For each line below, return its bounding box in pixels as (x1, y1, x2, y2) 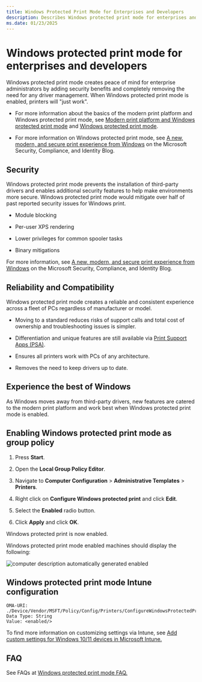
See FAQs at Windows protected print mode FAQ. (6, 669, 128, 677)
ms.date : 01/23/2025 (6, 20, 58, 26)
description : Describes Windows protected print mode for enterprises (6, 14, 187, 21)
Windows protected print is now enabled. (6, 530, 108, 537)
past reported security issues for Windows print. (6, 200, 126, 207)
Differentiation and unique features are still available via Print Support (14, 334, 188, 342)
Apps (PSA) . (14, 340, 46, 348)
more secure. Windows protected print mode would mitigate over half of (6, 194, 185, 201)
